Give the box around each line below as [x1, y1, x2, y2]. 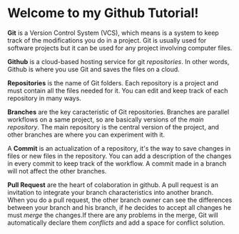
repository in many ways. [7, 94, 82, 102]
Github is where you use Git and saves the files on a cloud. [7, 65, 180, 73]
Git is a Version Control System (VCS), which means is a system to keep [7, 28, 219, 37]
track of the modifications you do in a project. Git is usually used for [7, 36, 207, 44]
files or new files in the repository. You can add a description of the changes [7, 151, 232, 160]
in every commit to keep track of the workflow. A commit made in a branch [7, 159, 227, 168]
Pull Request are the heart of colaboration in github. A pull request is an [7, 180, 219, 189]
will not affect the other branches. [7, 166, 107, 175]
